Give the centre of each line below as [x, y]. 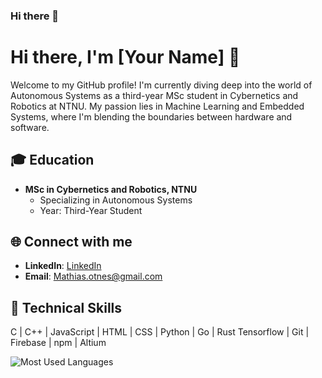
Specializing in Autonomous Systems [116, 200]
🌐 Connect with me [71, 242]
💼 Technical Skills [66, 307]
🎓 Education [52, 160]
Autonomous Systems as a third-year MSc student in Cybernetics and [154, 95]
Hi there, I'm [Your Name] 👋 [125, 57]
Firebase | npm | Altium [58, 343]
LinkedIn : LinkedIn [63, 266]
